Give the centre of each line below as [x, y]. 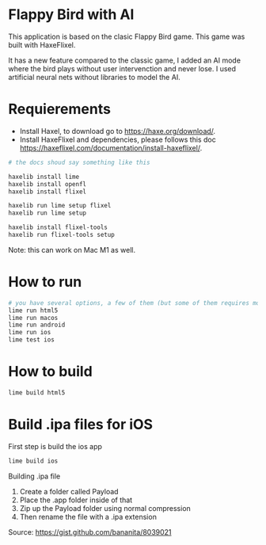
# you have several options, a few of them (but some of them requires [129, 303]
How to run [45, 282]
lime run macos [33, 318]
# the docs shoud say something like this [79, 162]
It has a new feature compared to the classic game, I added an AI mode [125, 60]
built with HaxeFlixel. [42, 44]
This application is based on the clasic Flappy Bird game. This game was [127, 36]
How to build [50, 372]
